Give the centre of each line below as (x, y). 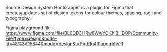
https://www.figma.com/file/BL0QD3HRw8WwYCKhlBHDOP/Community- (82, 33)
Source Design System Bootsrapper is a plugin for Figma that (69, 7)
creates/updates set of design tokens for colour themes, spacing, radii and (83, 13)
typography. (18, 18)
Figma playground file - (30, 28)
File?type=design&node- (31, 38)
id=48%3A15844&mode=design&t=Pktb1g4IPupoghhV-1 (64, 44)
